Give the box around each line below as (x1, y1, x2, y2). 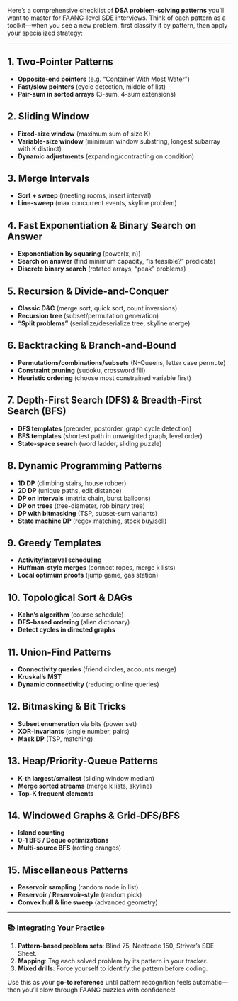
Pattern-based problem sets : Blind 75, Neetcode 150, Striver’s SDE (17, 941, 215, 951)
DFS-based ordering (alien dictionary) (17, 618, 130, 627)
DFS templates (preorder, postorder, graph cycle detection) (17, 424, 192, 433)
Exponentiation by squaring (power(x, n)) (17, 249, 141, 258)
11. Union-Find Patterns (7, 646, 112, 658)
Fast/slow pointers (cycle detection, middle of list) (17, 82, 166, 91)
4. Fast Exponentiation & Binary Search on (7, 220, 197, 232)
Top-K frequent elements (17, 789, 94, 798)
